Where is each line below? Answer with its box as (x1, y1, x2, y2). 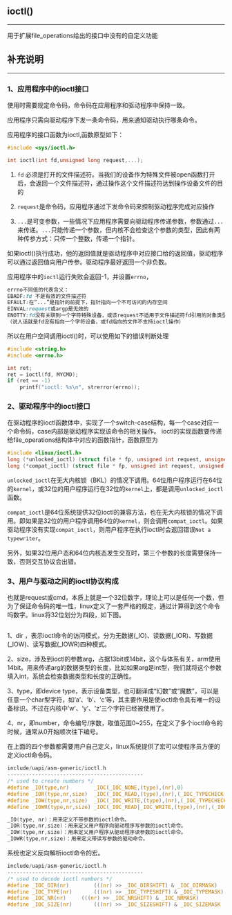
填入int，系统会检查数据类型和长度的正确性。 (7, 672, 136, 681)
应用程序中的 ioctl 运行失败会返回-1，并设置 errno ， (7, 272, 153, 281)
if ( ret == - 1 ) (7, 377, 51, 384)
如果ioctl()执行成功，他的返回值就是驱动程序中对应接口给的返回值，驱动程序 (7, 249, 223, 257)
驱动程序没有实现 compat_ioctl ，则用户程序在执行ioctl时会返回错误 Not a (7, 526, 211, 534)
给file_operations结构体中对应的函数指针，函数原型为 (7, 436, 158, 444)
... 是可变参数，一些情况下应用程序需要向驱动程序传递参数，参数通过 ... (17, 217, 224, 225)
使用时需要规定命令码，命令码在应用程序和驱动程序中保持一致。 (7, 100, 188, 109)
